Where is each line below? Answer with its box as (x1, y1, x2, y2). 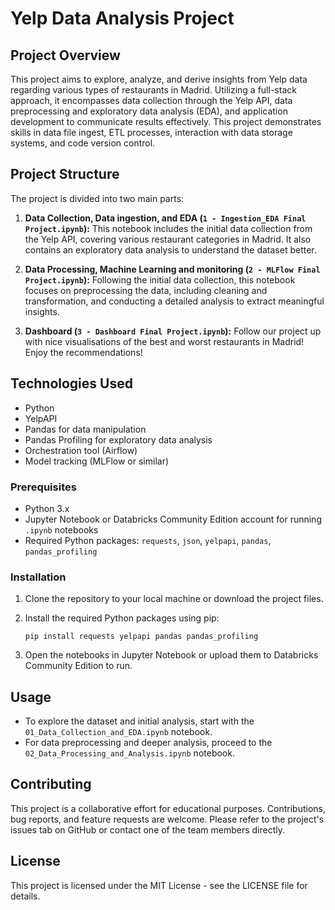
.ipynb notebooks (24, 523, 99, 536)
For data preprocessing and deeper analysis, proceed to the (24, 737, 273, 749)
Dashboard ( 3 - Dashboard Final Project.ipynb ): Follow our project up (24, 325, 322, 337)
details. (10, 890, 41, 902)
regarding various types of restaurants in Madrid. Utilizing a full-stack (10, 84, 297, 96)
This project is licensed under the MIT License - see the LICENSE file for (10, 879, 308, 891)
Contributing (10, 776, 92, 793)
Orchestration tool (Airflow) (24, 444, 138, 456)
